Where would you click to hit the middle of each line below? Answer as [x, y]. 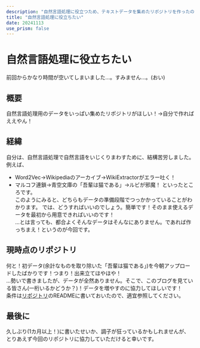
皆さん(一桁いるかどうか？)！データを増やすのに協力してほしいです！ [97, 288]
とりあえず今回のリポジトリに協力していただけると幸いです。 [81, 339]
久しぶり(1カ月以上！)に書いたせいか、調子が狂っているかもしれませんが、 [98, 331]
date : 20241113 [25, 23]
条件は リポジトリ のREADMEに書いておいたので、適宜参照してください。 [95, 295]
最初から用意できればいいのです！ [73, 214]
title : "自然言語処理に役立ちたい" [45, 17]
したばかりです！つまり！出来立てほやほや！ [66, 273]
